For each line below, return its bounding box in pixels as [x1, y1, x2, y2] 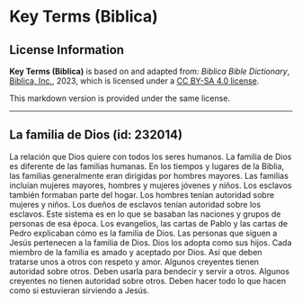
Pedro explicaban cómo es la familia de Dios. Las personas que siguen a [9, 227, 278, 238]
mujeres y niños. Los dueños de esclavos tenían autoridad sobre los [9, 199, 262, 209]
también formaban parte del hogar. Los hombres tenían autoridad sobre [9, 189, 275, 200]
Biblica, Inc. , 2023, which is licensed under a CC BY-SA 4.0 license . [9, 76, 260, 86]
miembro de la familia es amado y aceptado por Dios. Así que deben [9, 246, 262, 257]
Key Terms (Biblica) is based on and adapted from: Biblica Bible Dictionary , [9, 66, 290, 76]
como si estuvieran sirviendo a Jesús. [9, 285, 150, 296]
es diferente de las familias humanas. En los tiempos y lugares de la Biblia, [9, 160, 285, 172]
